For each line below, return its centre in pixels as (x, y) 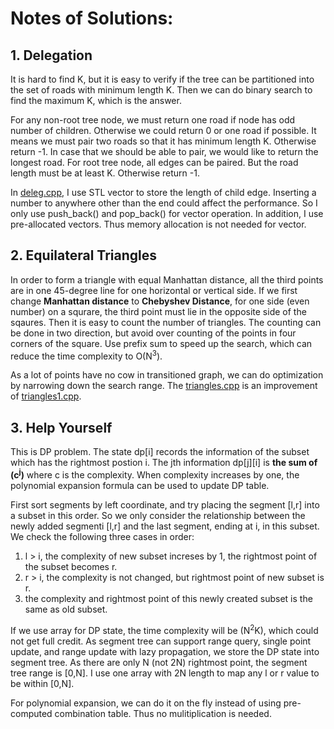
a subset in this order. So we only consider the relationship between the (158, 515)
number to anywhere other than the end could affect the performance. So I (164, 203)
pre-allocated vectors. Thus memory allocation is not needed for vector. (158, 224)
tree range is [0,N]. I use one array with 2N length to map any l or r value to (165, 673)
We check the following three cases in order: (102, 536)
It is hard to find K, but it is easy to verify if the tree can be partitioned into (162, 79)
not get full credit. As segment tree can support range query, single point (161, 641)
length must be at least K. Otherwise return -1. (105, 173)
